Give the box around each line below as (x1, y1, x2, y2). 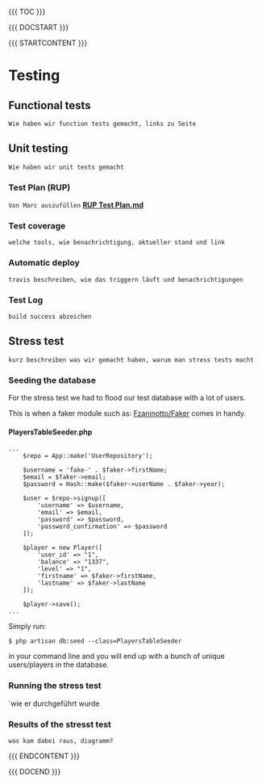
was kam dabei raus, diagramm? (8, 736, 114, 745)
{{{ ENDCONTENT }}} (8, 751, 81, 761)
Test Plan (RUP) (8, 182, 71, 193)
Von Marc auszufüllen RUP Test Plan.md (8, 200, 143, 210)
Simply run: (8, 622, 47, 631)
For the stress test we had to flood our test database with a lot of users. (8, 393, 246, 403)
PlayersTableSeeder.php (8, 427, 93, 437)
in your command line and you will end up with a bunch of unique (8, 652, 226, 661)
